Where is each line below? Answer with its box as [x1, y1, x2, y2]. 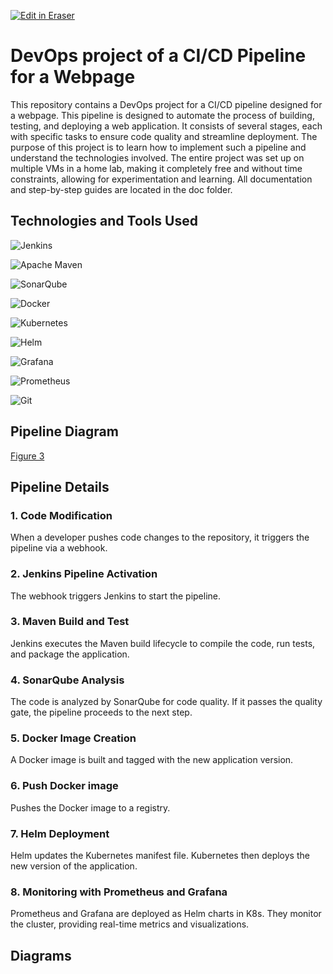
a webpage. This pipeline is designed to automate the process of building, [10, 109, 315, 121]
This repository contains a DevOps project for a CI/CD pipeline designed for [10, 98, 323, 110]
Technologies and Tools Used [10, 213, 198, 230]
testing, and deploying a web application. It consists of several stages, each [10, 120, 323, 132]
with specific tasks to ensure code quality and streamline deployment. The [10, 130, 318, 142]
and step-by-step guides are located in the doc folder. [10, 183, 233, 195]
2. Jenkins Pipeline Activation [10, 567, 158, 581]
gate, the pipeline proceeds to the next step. [10, 706, 193, 719]
